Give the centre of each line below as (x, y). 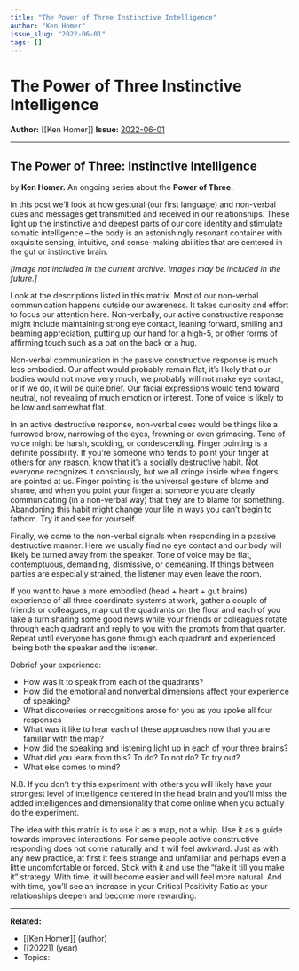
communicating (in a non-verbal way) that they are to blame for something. (147, 500)
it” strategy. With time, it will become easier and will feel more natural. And (146, 877)
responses (42, 720)
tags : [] (26, 42)
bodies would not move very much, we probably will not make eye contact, (147, 379)
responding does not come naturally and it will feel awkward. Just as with (144, 848)
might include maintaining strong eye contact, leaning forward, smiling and (146, 324)
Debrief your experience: (56, 665)
